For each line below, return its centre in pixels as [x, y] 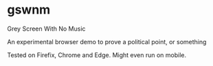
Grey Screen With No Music [46, 29]
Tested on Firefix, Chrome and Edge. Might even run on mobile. [97, 55]
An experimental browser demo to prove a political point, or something [107, 42]
